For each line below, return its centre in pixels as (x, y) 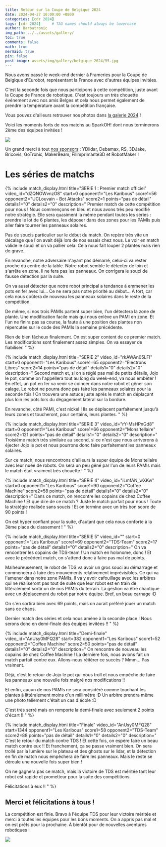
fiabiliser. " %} (20, 348)
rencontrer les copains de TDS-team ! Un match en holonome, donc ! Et (78, 552)
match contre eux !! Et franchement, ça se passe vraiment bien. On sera (79, 746)
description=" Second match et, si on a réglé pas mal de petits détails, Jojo (82, 373)
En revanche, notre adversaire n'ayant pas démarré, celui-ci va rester (76, 261)
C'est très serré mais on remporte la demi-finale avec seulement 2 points (80, 710)
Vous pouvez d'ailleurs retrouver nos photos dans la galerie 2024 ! (73, 115)
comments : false (22, 42)
